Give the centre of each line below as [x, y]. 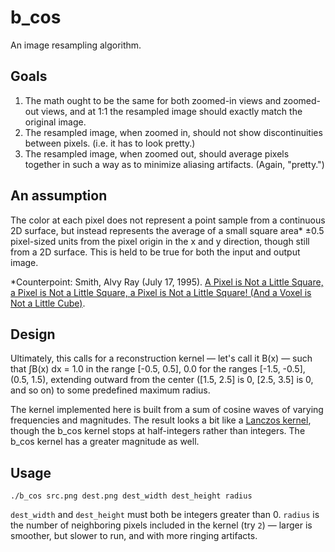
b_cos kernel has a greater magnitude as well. [105, 442]
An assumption [59, 196]
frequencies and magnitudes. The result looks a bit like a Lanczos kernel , [161, 420]
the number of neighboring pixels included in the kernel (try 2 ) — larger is [161, 525]
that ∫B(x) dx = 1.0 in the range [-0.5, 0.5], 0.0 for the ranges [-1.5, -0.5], [158, 369]
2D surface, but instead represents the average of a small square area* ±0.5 [167, 230]
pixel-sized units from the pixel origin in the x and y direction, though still [160, 241]
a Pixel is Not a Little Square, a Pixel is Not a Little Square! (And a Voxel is [161, 292]
